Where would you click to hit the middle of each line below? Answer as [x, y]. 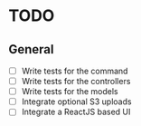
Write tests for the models [70, 92]
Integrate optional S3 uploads [76, 102]
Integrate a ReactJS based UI [76, 112]
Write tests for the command [75, 71]
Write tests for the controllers [76, 82]
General [32, 49]
